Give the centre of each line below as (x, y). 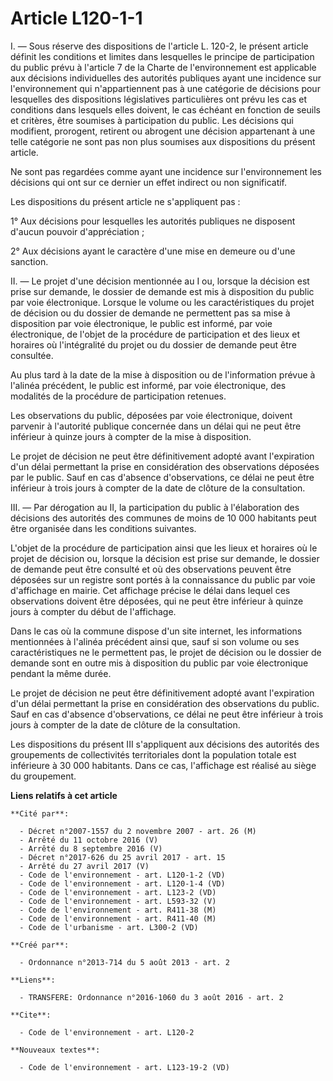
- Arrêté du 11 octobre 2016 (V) (89, 840)
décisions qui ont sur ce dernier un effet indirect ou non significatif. (149, 182)
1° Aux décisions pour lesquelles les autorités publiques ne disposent (153, 221)
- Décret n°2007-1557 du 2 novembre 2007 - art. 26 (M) (138, 831)
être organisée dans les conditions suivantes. (103, 528)
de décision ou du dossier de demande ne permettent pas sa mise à (150, 313)
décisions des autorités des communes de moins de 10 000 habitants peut (163, 518)
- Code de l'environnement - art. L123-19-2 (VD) (124, 1067)
